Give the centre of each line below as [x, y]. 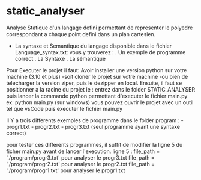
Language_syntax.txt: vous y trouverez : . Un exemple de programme [100, 52]
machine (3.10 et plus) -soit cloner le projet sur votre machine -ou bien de [97, 76]
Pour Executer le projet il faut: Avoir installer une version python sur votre [97, 70]
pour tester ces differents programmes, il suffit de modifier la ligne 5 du [94, 144]
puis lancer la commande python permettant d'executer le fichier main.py [97, 96]
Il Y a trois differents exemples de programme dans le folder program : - [95, 120]
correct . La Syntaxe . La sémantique [60, 58]
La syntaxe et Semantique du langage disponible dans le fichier [93, 46]
